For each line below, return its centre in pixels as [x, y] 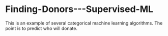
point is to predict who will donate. [41, 28]
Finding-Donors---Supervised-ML [79, 9]
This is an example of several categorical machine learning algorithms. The [84, 23]
